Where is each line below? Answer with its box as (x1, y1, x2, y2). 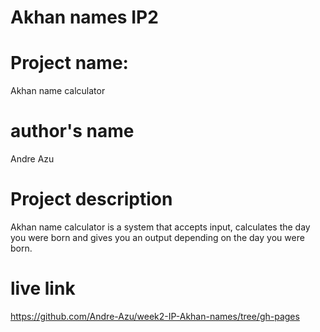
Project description (10, 188, 173, 211)
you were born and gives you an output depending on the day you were (10, 232, 305, 243)
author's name (10, 120, 135, 143)
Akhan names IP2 (10, 6, 159, 29)
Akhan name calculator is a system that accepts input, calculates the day (10, 221, 311, 233)
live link (10, 277, 76, 300)
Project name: (10, 52, 129, 75)
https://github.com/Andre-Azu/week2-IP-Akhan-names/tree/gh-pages (10, 310, 300, 322)
